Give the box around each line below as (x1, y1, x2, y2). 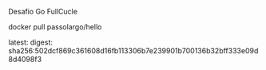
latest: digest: (8, 37, 54, 47)
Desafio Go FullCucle (8, 7, 78, 16)
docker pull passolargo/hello (8, 22, 102, 31)
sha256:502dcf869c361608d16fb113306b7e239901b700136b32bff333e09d (8, 46, 259, 55)
